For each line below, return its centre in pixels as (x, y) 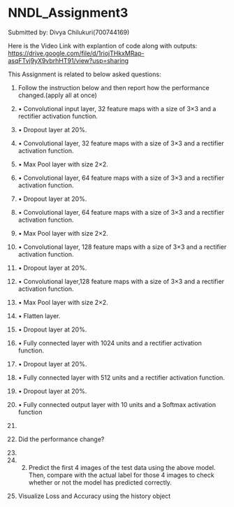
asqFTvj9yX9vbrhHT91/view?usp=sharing (68, 60)
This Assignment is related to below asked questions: (85, 74)
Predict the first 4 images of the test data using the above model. (122, 467)
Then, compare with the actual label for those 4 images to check (122, 475)
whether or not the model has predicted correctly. (100, 482)
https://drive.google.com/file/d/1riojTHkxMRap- (76, 53)
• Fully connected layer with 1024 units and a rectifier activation (110, 343)
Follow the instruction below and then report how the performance (114, 87)
